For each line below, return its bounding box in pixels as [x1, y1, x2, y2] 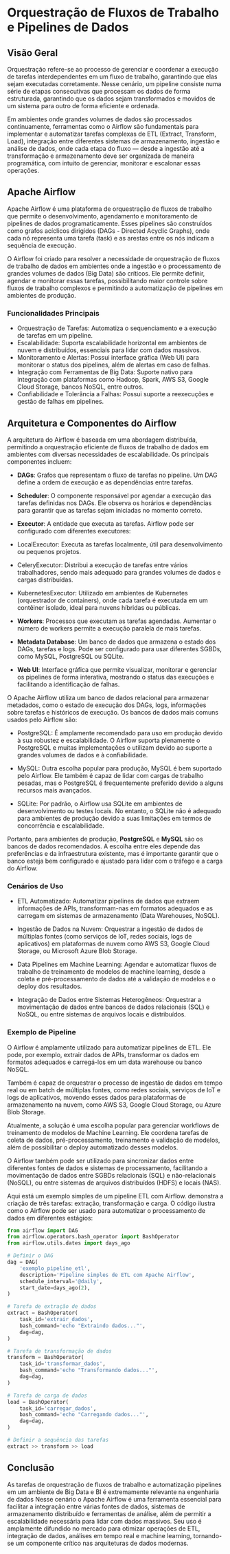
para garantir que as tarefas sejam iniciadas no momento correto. [16, 506, 203, 514]
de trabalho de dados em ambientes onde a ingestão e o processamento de [7, 262, 222, 270]
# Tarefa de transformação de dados [7, 1347, 112, 1355]
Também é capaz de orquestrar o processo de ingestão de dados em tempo [7, 1078, 223, 1087]
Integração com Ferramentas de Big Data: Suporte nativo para [16, 368, 194, 376]
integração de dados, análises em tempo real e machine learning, [7, 1531, 192, 1540]
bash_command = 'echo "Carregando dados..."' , [19, 1411, 149, 1418]
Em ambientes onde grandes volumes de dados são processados [7, 115, 192, 123]
